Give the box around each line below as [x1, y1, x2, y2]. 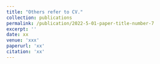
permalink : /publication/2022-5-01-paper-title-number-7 [6, 20, 155, 26]
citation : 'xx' [6, 49, 45, 55]
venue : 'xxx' [6, 37, 40, 43]
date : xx [6, 32, 29, 38]
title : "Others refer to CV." [6, 9, 84, 15]
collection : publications [6, 15, 72, 21]
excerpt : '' [6, 26, 37, 32]
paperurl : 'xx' [6, 43, 45, 49]
